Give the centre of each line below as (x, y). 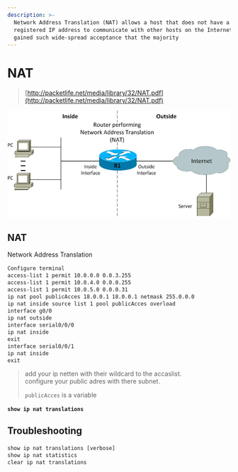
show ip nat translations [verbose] (61, 448)
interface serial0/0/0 (41, 325)
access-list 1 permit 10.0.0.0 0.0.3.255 (69, 276)
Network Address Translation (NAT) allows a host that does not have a (122, 22)
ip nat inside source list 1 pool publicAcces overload (91, 304)
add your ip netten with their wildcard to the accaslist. (103, 374)
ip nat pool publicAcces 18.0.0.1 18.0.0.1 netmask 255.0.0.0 (101, 297)
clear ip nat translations (47, 462)
